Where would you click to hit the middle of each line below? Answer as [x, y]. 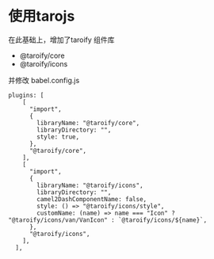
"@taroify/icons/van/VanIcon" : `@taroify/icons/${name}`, [108, 220]
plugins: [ [26, 95]
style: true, [58, 137]
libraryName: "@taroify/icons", [90, 185]
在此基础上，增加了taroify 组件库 [61, 40]
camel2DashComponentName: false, [92, 199]
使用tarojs [42, 16]
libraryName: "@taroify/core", [88, 123]
